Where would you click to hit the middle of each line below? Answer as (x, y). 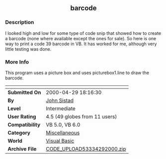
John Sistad (60, 100)
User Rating (22, 116)
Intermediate (61, 108)
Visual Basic (60, 141)
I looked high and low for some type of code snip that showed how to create (83, 33)
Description (20, 22)
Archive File (22, 149)
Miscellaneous (63, 133)
